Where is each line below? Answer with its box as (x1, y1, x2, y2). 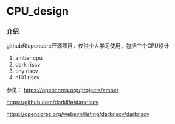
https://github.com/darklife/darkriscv (6, 99, 99, 106)
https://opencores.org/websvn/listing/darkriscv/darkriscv (6, 111, 150, 118)
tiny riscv (15, 67, 38, 75)
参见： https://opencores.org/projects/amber (6, 87, 119, 94)
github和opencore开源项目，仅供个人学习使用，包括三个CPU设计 (6, 42, 170, 49)
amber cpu (15, 54, 43, 62)
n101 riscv (15, 74, 40, 81)
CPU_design (6, 4, 69, 18)
